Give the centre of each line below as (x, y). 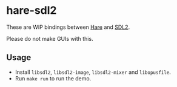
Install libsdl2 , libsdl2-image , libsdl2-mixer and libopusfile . (93, 72)
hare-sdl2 (32, 10)
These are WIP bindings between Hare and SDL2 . (68, 27)
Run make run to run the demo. (53, 78)
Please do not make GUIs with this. (50, 38)
